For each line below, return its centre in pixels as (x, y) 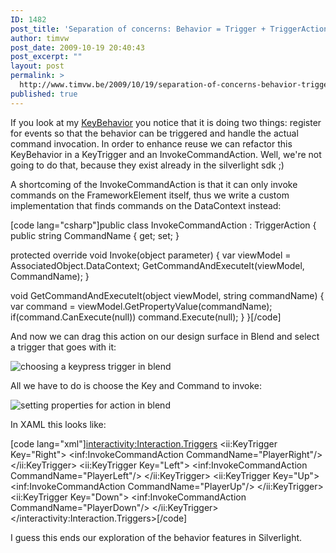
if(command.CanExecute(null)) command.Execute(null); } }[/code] (146, 317)
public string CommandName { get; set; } (95, 235)
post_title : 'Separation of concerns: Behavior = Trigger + (138, 29)
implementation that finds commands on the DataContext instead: (146, 205)
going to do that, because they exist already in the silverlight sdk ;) (147, 165)
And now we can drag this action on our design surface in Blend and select (165, 336)
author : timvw (40, 38)
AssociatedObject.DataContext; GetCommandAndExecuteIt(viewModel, (157, 265)
